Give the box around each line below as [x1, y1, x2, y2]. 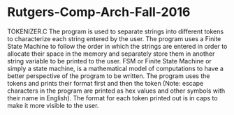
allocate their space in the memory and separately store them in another [7, 49, 215, 58]
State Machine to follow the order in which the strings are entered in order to [7, 42, 228, 50]
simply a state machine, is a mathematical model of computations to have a [7, 64, 224, 72]
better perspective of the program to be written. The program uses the [7, 71, 210, 80]
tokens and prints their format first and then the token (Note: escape [7, 79, 204, 87]
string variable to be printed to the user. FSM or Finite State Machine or [7, 56, 212, 65]
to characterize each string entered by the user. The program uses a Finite [7, 34, 221, 43]
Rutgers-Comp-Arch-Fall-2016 [7, 4, 191, 20]
